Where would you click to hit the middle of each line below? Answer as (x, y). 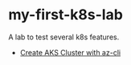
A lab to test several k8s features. (64, 37)
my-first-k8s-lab (65, 15)
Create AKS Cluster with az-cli (70, 52)
